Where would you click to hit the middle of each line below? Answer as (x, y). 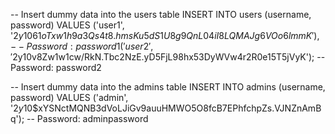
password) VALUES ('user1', (67, 25)
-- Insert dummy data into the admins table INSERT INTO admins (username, (168, 87)
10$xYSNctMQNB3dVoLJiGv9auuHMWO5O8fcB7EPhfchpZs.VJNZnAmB (172, 108)
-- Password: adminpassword (87, 118)
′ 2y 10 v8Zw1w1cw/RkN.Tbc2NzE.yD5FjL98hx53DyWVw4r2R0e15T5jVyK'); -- (168, 57)
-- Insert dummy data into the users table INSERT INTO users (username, (161, 14)
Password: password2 (56, 67)
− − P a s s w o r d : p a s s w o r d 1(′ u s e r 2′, (82, 46)
